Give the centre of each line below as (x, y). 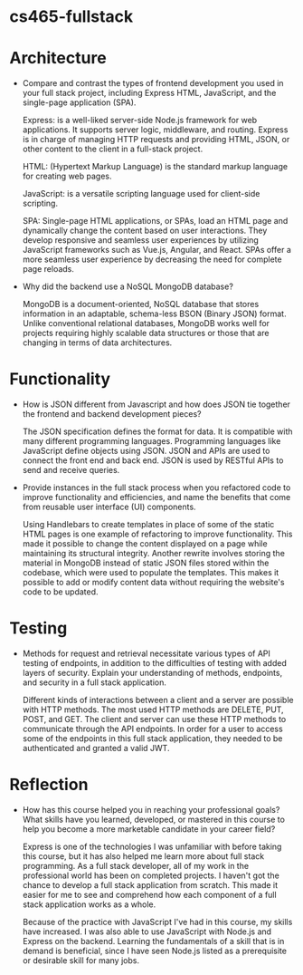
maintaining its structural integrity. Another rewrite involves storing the (153, 554)
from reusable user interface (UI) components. (109, 507)
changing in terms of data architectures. (97, 343)
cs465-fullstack (71, 17)
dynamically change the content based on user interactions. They (145, 231)
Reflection (49, 785)
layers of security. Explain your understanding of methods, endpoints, (152, 673)
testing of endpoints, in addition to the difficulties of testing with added (154, 663)
